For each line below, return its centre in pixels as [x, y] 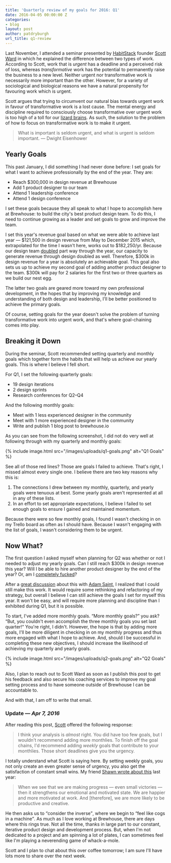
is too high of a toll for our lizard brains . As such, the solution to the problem [85, 117]
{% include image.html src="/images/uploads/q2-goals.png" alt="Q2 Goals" [86, 659]
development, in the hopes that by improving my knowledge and [73, 293]
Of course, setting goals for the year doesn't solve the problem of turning [82, 314]
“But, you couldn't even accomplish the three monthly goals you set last [81, 621]
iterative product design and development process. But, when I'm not [78, 829]
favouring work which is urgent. [39, 91]
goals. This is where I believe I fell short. [47, 364]
